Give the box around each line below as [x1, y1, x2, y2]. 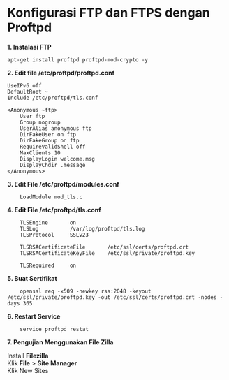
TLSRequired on [20, 262, 77, 269]
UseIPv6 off [7, 82, 42, 89]
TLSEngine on [20, 219, 77, 226]
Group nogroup [20, 119, 61, 126]
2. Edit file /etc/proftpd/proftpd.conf [7, 68, 115, 77]
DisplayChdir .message [20, 161, 86, 168]
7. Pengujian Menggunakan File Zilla [7, 337, 114, 346]
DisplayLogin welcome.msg [20, 155, 96, 162]
